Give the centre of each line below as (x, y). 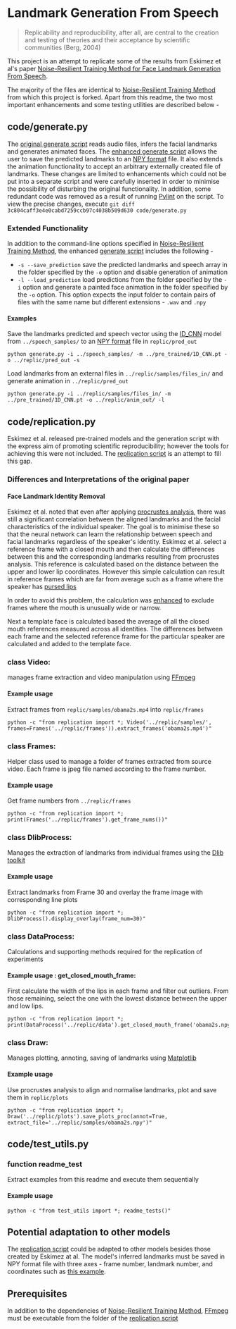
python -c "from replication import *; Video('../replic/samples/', (110, 722)
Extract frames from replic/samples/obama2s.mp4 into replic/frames (106, 709)
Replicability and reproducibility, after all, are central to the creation (122, 32)
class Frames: (32, 746)
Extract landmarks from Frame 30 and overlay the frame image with (105, 892)
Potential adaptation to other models (89, 1232)
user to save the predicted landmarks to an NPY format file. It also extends (115, 159)
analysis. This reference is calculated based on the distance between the (113, 564)
